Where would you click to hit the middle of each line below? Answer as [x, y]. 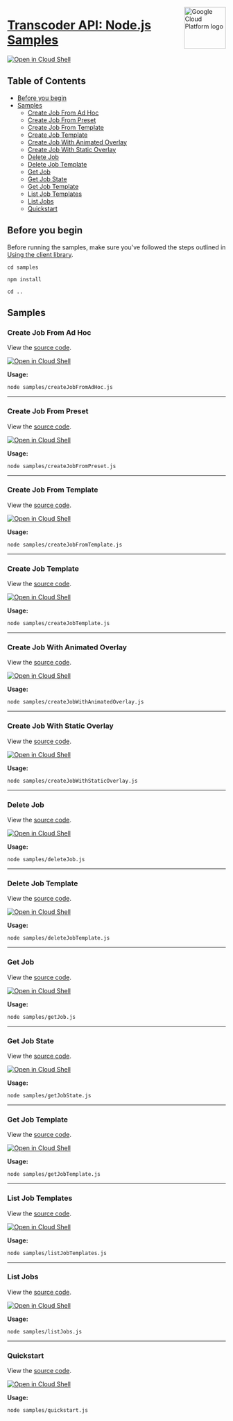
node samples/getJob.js [42, 1017]
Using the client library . [40, 254]
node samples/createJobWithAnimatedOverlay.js [76, 702]
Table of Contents [47, 81]
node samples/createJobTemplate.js [59, 624]
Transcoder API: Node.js [79, 25]
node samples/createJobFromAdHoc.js [60, 388]
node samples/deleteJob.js [46, 860]
